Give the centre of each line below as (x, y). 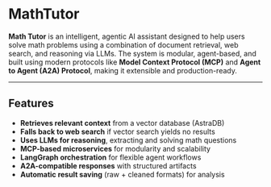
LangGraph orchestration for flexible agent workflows (110, 157)
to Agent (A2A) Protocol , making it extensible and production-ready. (123, 70)
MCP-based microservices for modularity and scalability (115, 148)
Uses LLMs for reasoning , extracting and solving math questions (128, 140)
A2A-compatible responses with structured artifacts (108, 165)
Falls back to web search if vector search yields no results (117, 131)
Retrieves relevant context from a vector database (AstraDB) (122, 123)
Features (31, 104)
